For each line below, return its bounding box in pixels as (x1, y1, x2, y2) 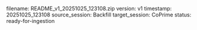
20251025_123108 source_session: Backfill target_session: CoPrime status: (6, 11, 192, 18)
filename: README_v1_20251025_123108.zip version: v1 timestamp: (6, 5, 172, 12)
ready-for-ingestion (6, 18, 55, 24)
